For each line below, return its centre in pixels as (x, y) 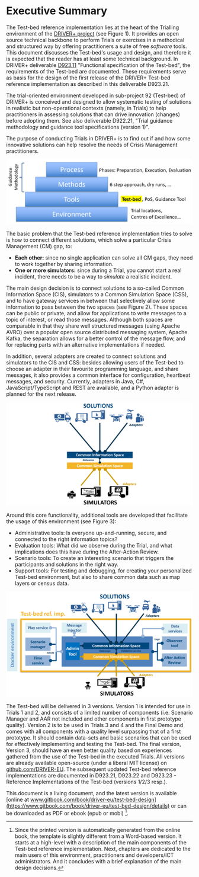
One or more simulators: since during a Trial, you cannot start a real (98, 270)
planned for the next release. (41, 394)
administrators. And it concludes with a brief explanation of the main (98, 862)
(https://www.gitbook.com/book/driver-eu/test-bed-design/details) (88, 806)
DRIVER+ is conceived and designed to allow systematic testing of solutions (99, 101)
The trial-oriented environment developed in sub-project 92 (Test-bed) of (96, 95)
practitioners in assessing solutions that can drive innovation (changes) (93, 114)
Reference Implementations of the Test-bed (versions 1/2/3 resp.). (87, 782)
